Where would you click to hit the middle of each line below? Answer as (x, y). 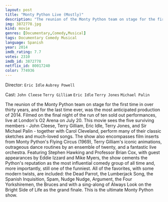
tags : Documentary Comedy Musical (41, 38)
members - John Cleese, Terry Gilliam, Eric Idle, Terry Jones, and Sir (76, 126)
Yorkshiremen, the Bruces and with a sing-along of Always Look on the (78, 184)
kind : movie (17, 29)
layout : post (19, 10)
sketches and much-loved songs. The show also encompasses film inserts (82, 136)
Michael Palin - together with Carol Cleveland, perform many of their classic (83, 131)
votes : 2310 (17, 57)
